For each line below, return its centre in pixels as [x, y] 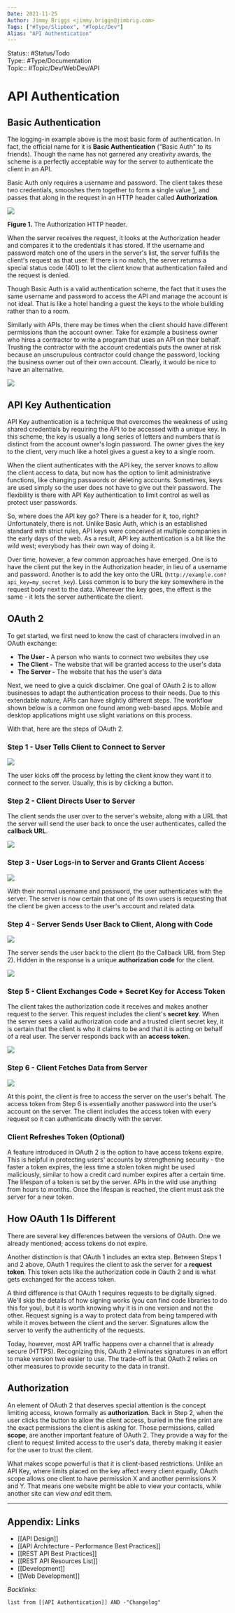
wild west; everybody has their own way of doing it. [81, 546]
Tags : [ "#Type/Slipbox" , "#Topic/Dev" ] [65, 27]
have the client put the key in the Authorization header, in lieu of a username [117, 567]
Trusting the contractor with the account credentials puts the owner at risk [114, 347]
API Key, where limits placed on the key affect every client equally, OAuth [113, 1471]
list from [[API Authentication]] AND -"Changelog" [84, 1602]
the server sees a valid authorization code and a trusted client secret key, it [115, 1021]
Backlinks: [22, 1590]
